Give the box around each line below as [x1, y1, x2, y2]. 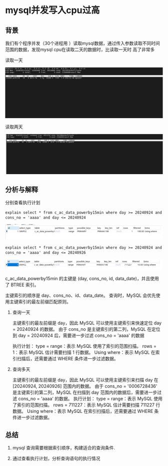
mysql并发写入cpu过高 [5, 5, 100, 16]
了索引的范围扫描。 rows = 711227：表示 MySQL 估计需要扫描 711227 [12, 402, 155, 408]
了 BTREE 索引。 [5, 282, 39, 288]
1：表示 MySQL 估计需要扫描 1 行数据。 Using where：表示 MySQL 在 [12, 349, 156, 355]
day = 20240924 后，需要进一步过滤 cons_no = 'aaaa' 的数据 [18, 332, 144, 338]
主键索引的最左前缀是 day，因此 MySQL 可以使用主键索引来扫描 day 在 [12, 377, 158, 383]
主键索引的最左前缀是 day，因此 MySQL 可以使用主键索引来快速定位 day [12, 320, 161, 326]
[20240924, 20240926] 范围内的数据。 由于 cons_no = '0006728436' [12, 383, 157, 389]
